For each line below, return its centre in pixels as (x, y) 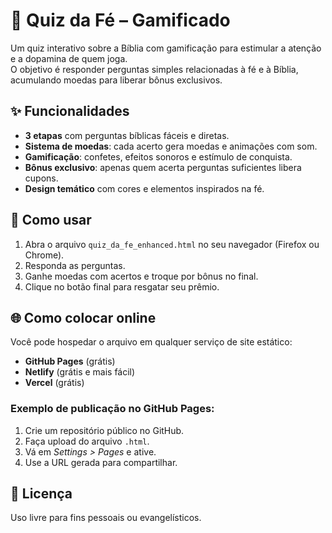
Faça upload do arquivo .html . (87, 441)
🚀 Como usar (51, 220)
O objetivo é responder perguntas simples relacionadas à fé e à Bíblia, (154, 69)
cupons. (41, 178)
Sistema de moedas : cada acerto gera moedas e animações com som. (171, 146)
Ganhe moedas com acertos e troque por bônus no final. (141, 276)
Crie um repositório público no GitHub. (104, 430)
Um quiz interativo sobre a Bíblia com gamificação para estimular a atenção (166, 48)
